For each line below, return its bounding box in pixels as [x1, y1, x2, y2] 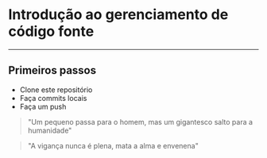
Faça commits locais [19, 93, 87, 102]
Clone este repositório [19, 85, 93, 94]
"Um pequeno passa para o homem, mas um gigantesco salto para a [27, 117, 253, 126]
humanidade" [27, 125, 72, 135]
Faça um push [19, 102, 67, 111]
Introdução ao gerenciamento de [8, 6, 229, 24]
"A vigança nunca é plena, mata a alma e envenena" [27, 141, 199, 150]
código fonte [8, 22, 95, 40]
